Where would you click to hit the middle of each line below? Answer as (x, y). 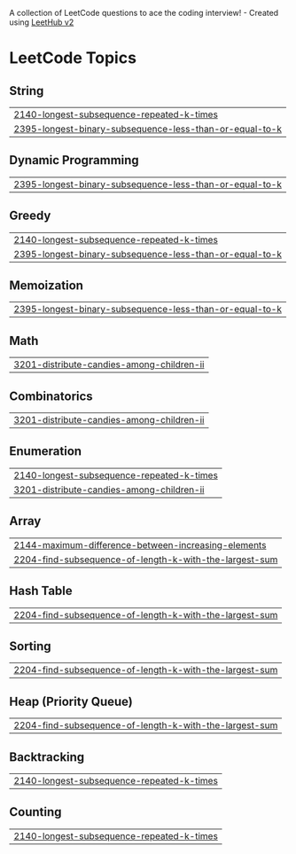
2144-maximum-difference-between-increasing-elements (140, 545)
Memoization (47, 286)
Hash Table (41, 591)
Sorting (30, 646)
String (27, 91)
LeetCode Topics (73, 58)
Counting (35, 812)
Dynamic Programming (74, 160)
